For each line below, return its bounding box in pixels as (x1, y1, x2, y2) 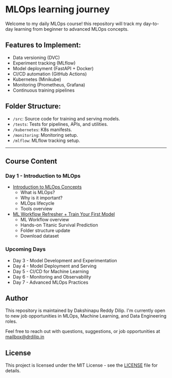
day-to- (143, 20, 160, 27)
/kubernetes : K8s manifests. (12, 127, 72, 133)
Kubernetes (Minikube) (12, 76, 61, 82)
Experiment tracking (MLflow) (12, 60, 76, 66)
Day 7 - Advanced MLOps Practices (12, 279, 89, 285)
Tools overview (20, 206, 53, 212)
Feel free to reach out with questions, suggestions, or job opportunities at (5, 328, 160, 334)
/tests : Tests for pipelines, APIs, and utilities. (12, 121, 109, 127)
